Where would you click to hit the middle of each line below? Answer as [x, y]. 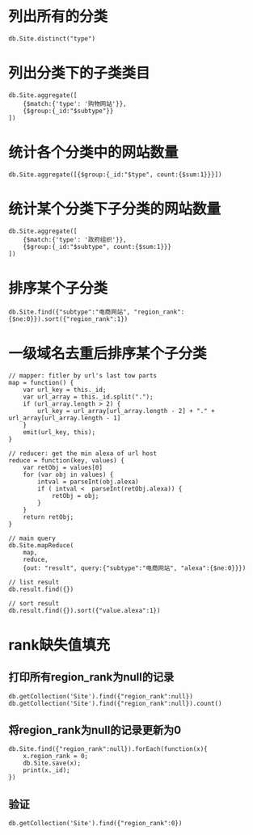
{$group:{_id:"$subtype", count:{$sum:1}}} [97, 247]
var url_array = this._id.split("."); [88, 397]
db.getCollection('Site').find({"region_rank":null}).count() [115, 703]
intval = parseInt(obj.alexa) [88, 482]
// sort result [34, 603]
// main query [32, 538]
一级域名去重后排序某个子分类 [108, 353]
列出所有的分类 [58, 17]
